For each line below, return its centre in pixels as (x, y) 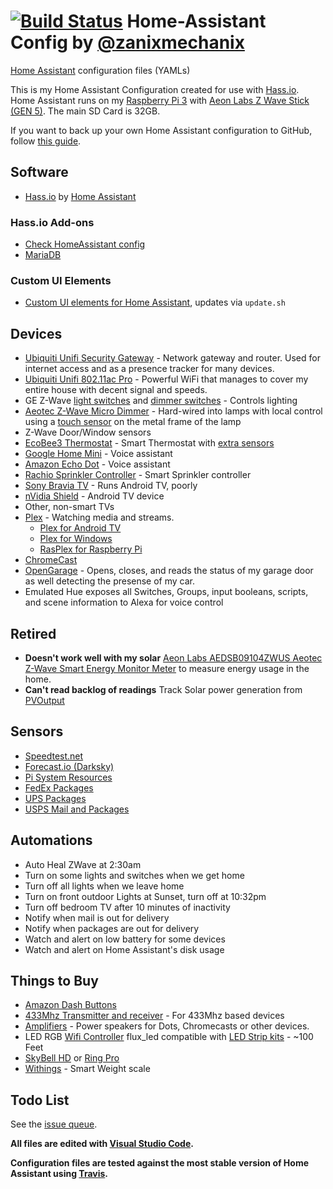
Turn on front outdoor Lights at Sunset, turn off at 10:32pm (145, 896)
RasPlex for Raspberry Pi (91, 549)
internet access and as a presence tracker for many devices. (149, 369)
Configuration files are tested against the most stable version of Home (160, 1163)
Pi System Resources (68, 777)
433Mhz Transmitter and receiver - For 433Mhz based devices (154, 1016)
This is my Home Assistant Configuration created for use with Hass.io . (155, 89)
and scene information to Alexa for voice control (124, 602)
